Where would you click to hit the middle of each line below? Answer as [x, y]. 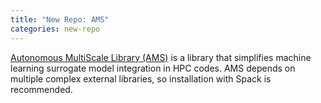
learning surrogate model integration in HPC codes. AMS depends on [153, 68]
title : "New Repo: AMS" [60, 19]
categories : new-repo [55, 29]
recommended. [41, 89]
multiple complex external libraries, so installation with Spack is [141, 78]
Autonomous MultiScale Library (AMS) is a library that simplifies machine [161, 57]
